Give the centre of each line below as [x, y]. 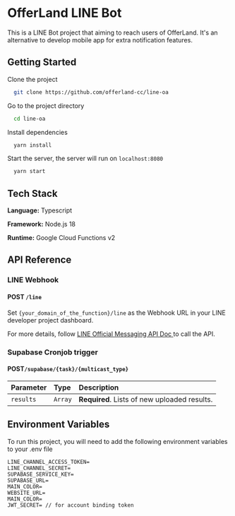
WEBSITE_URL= [26, 493]
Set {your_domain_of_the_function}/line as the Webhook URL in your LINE [116, 313]
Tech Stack [32, 193]
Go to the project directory [46, 106]
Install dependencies [38, 132]
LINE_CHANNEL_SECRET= [39, 468]
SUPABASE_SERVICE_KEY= [41, 474]
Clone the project [32, 79]
